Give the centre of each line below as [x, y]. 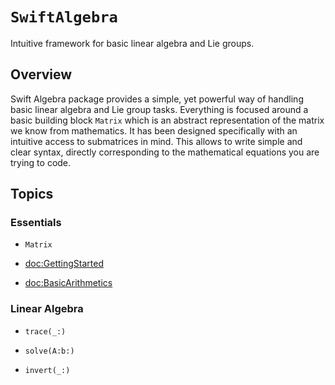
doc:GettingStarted [64, 264]
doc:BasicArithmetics [68, 283]
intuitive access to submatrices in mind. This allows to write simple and [156, 141]
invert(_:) [47, 370]
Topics [32, 194]
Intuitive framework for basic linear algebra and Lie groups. [132, 43]
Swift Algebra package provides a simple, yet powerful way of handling [157, 99]
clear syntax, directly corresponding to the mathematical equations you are [165, 152]
